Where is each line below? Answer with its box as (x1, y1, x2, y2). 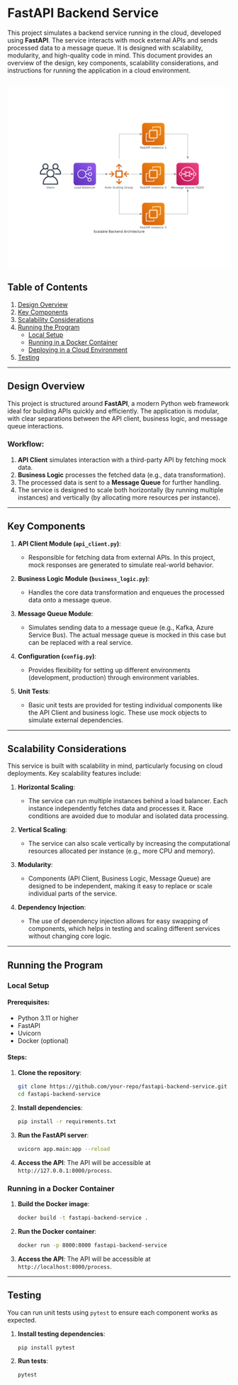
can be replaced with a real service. (28, 638, 133, 646)
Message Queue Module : (17, 609, 93, 618)
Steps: (7, 1052, 27, 1061)
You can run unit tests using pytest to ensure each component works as (7, 1308, 218, 1317)
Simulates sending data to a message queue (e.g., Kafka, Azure (28, 623, 214, 631)
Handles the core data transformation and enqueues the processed (28, 587, 225, 597)
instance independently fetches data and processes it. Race (28, 804, 203, 813)
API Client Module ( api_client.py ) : (17, 539, 122, 548)
